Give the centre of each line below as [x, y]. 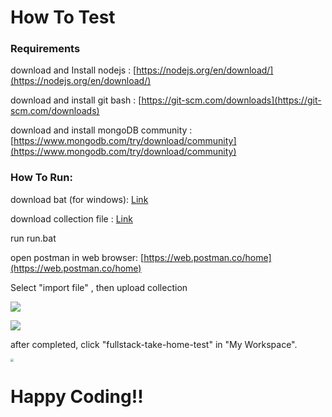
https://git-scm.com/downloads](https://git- [231, 100]
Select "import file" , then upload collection [99, 287]
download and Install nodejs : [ [73, 70]
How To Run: [41, 178]
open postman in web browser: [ [77, 257]
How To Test [63, 17]
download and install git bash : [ [76, 100]
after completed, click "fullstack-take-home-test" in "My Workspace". [154, 344]
